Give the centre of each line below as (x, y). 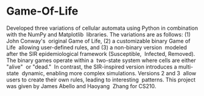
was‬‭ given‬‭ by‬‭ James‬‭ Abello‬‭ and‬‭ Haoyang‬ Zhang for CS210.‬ (81, 86)
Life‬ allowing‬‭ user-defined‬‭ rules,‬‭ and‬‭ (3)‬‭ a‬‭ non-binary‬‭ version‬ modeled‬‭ (97, 47)
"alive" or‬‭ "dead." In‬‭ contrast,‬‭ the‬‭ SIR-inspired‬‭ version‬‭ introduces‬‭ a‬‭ (92, 67)
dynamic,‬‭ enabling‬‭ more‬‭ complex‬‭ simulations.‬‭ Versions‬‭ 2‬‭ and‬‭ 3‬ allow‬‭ (109, 73)
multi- (186, 67)
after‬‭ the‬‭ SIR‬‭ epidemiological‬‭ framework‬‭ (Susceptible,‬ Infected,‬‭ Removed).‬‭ (101, 53)
